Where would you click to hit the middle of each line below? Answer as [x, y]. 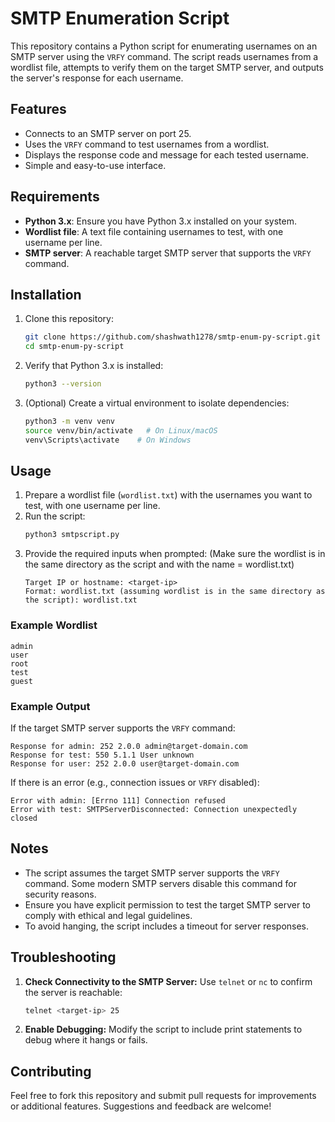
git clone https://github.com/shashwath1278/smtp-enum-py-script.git [173, 337]
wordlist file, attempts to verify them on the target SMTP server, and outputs [167, 67]
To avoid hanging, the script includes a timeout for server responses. [167, 926]
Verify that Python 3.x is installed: [94, 366]
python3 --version [63, 384]
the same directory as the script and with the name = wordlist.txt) [159, 564]
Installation [46, 294]
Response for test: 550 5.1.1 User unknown [102, 755]
